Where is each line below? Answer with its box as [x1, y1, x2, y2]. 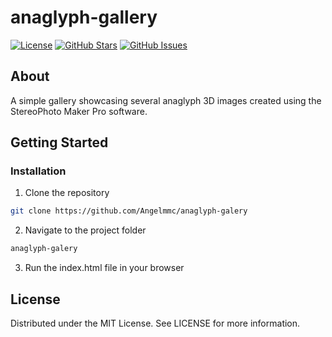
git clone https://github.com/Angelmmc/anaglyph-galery [10, 206, 248, 216]
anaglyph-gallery [10, 6, 158, 29]
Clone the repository [24, 187, 110, 199]
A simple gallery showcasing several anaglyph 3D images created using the [10, 94, 322, 106]
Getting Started [10, 134, 109, 151]
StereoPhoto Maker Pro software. [10, 105, 148, 117]
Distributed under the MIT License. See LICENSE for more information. [10, 317, 301, 329]
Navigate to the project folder [24, 224, 147, 236]
